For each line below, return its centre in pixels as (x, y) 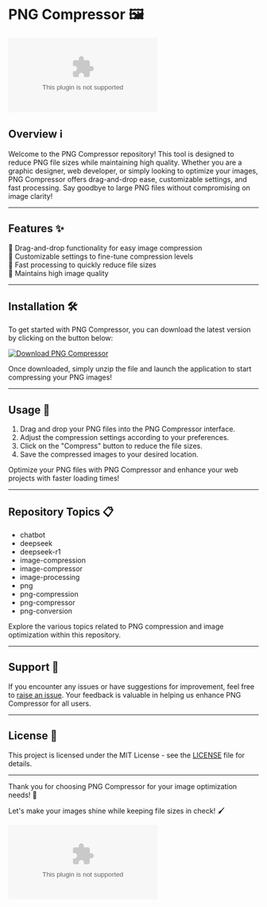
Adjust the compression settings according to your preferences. (124, 438)
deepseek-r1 (40, 552)
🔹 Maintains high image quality (58, 273)
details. (20, 763)
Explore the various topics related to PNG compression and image (116, 626)
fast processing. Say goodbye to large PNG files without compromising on (129, 188)
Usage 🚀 (29, 410)
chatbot (33, 535)
